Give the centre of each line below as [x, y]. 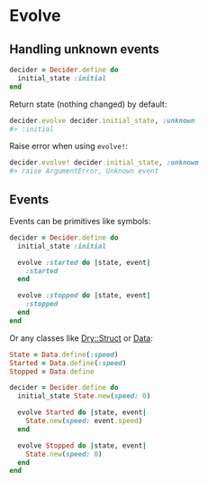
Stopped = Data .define [52, 372]
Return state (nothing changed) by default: [88, 104]
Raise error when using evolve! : [69, 146]
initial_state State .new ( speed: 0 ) [84, 396]
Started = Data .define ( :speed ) [68, 363]
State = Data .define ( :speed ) [64, 354]
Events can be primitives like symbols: [80, 221]
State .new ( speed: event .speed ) [84, 421]
